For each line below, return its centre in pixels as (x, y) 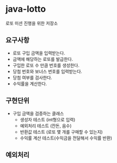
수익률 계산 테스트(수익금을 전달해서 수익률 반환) (66, 138)
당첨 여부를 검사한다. (32, 78)
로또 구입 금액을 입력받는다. (39, 53)
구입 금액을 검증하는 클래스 (38, 113)
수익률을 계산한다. (30, 83)
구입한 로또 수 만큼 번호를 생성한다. (46, 65)
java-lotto (26, 9)
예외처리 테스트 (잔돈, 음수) (46, 126)
